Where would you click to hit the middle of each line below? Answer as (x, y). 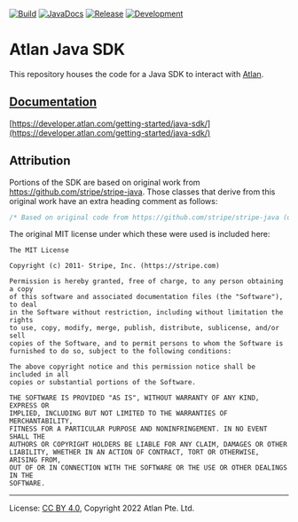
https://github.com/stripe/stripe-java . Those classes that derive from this (142, 192)
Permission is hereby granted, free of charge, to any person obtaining (146, 281)
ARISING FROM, (35, 460)
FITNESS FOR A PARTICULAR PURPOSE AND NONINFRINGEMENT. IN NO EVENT (138, 429)
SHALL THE (27, 437)
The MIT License (39, 250)
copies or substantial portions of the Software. (103, 383)
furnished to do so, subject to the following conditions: (121, 352)
